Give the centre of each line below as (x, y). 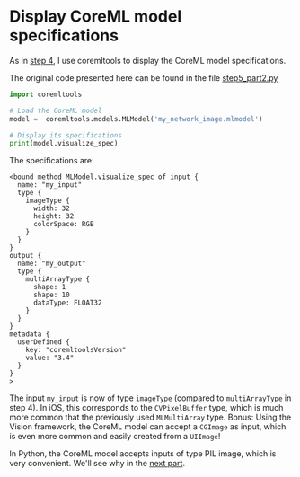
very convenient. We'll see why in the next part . (97, 464)
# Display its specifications (66, 135)
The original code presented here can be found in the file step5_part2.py (144, 77)
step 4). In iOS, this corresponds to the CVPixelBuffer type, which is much (146, 408)
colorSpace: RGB (63, 225)
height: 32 (53, 216)
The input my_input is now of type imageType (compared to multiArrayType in (150, 398)
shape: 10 (51, 295)
